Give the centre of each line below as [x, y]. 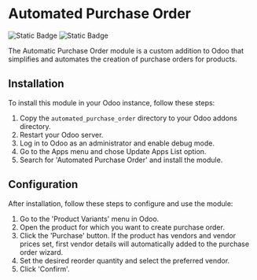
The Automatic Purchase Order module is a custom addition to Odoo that [126, 50]
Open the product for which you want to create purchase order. [122, 227]
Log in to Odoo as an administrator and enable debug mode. [117, 143]
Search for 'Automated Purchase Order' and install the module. [121, 160]
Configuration [43, 184]
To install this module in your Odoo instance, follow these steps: [112, 102]
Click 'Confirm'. [44, 269]
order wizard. [41, 252]
